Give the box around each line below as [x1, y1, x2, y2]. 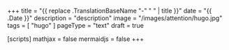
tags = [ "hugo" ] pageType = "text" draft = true [7, 22, 145, 29]
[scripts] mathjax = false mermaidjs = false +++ [7, 35, 145, 43]
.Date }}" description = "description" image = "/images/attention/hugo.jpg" [7, 14, 223, 22]
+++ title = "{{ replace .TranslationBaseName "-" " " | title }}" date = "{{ [7, 7, 212, 15]
